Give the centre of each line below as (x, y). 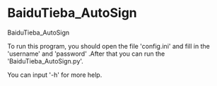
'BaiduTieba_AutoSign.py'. (45, 61)
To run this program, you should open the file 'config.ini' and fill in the (108, 46)
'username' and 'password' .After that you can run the (86, 54)
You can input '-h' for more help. (55, 75)
